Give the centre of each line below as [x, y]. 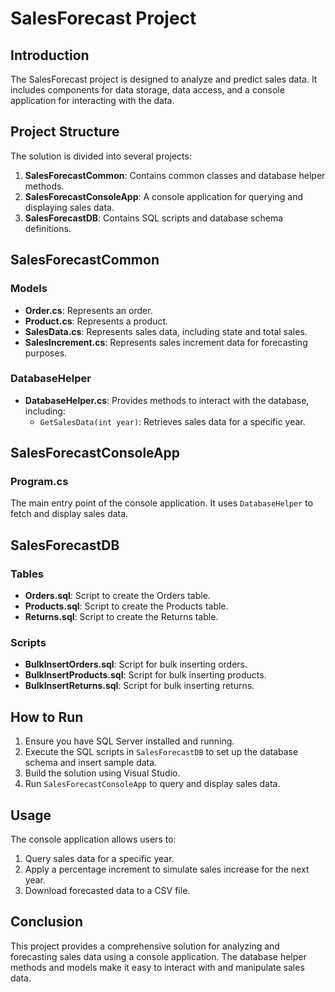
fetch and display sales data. [69, 514]
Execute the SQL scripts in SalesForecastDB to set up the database [161, 752]
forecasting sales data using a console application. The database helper [158, 956]
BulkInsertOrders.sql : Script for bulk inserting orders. [136, 664]
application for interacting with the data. [92, 100]
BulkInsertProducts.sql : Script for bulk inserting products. [145, 675]
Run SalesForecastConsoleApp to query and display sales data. [152, 784]
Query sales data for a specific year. [99, 859]
